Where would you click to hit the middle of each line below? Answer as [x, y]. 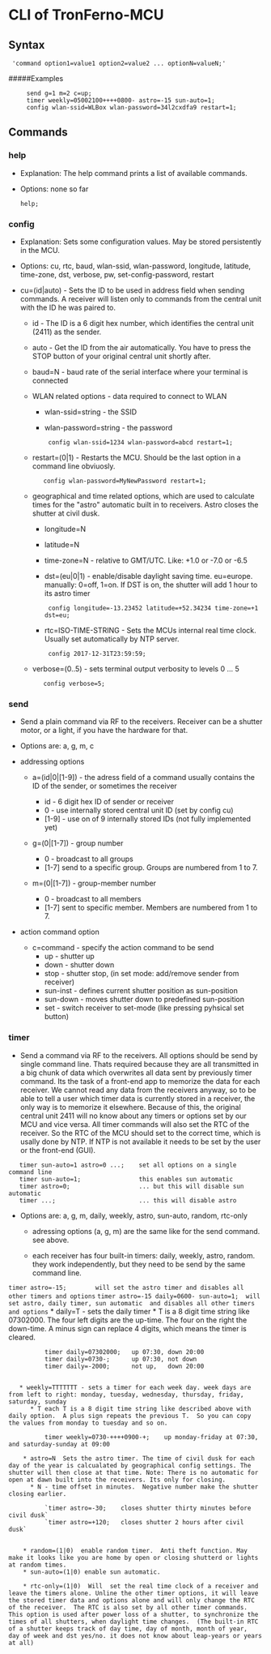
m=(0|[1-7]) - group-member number [94, 883]
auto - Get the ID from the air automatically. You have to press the [142, 347]
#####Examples [36, 78]
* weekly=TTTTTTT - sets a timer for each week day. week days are [135, 1387]
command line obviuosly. [74, 466]
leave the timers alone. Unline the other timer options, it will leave [133, 1593]
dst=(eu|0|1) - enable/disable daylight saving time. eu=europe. [148, 576]
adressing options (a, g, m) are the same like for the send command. [146, 1231]
